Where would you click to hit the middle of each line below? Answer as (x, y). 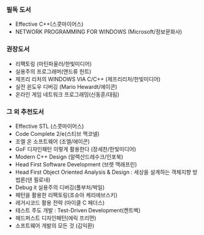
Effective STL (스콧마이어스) (49, 126)
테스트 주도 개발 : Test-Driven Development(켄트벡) (78, 210)
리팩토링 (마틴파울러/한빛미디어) (53, 64)
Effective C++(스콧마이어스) (49, 24)
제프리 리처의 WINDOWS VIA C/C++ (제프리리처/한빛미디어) (88, 79)
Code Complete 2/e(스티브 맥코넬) (57, 133)
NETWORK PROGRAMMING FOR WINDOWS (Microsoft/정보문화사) (99, 32)
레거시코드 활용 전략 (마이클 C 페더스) (60, 203)
